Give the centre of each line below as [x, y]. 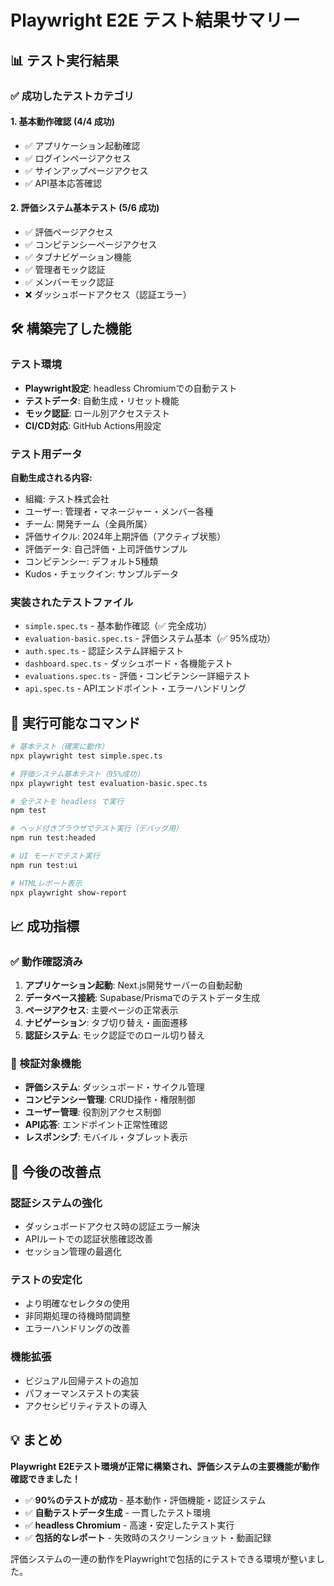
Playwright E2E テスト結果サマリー [155, 20]
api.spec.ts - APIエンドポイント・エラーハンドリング [135, 688]
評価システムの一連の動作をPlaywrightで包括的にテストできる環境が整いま [163, 1558]
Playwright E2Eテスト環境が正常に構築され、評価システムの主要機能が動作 [165, 1466]
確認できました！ [45, 1478]
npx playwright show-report [69, 892]
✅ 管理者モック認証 [65, 269]
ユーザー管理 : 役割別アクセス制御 [93, 1112]
